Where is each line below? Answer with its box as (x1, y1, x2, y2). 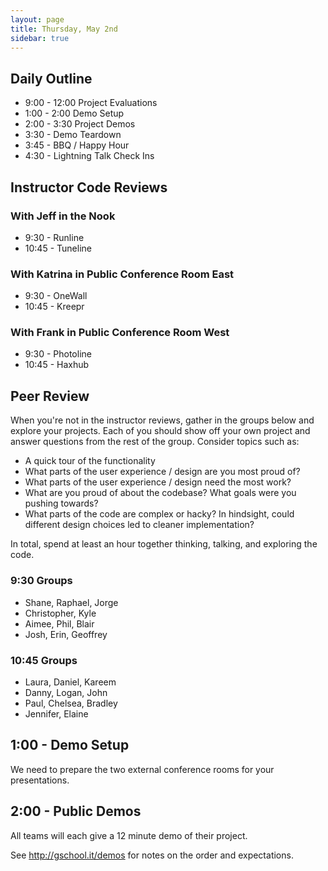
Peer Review (10, 387, 90, 405)
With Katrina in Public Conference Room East (10, 267, 235, 281)
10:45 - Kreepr (24, 301, 85, 313)
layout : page (10, 14, 65, 25)
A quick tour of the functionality (24, 455, 156, 467)
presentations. (10, 774, 70, 786)
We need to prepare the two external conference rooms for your (10, 763, 275, 775)
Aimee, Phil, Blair (24, 617, 95, 630)
